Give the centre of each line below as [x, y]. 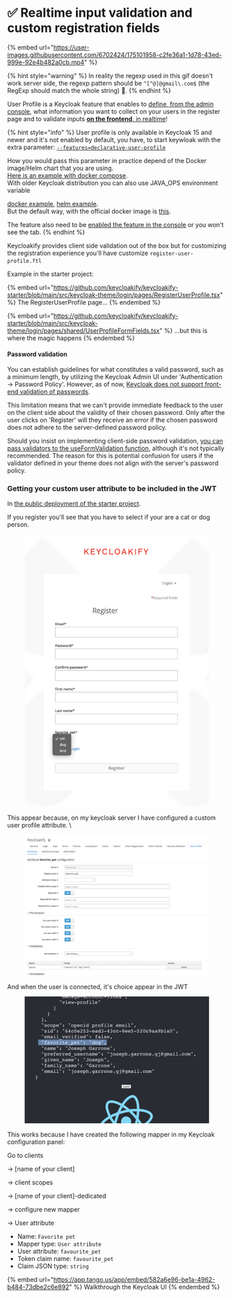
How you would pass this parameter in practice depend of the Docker [107, 160]
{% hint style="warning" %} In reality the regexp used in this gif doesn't [110, 75]
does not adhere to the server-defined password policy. [87, 427]
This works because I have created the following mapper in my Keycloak [111, 1135]
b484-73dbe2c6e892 [38, 1287]
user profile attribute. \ [39, 825]
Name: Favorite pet [46, 1236]
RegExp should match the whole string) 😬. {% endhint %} [89, 90]
